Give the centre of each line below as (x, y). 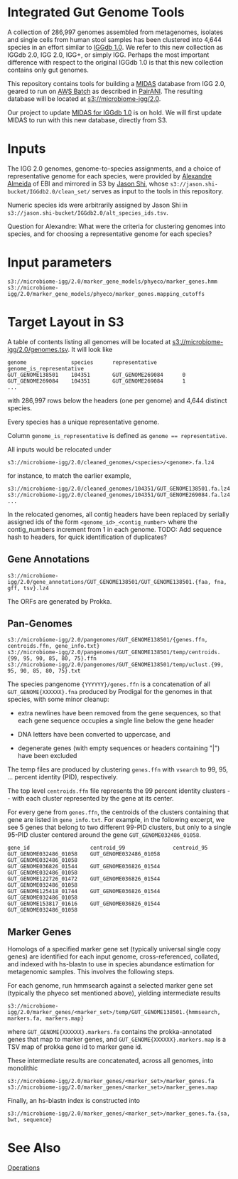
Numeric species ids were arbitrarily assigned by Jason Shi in (98, 205)
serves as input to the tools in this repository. (158, 191)
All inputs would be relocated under (59, 449)
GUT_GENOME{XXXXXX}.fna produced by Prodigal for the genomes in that (110, 692)
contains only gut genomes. (48, 70)
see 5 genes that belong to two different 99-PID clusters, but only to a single (119, 827)
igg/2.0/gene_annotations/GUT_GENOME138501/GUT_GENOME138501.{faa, (109, 582)
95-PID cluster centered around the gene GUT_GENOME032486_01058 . (104, 835)
